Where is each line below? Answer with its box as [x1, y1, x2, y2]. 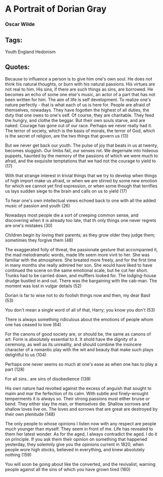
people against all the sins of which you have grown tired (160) [5, 466, 131, 472]
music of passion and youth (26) [5, 202, 71, 208]
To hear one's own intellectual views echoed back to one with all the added [5, 198, 156, 203]
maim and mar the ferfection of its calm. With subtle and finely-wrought [5, 390, 148, 396]
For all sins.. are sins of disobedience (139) [5, 376, 91, 381]
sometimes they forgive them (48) [5, 237, 73, 243]
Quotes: [5, 63, 30, 71]
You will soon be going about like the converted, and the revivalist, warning [5, 461, 156, 467]
